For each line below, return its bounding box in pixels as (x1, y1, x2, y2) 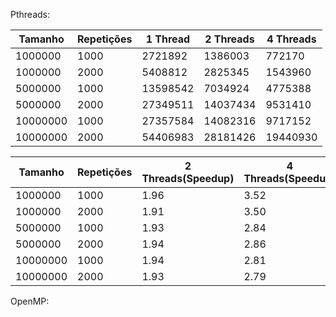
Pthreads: (10, 9, 50, 20)
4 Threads (266, 32, 317, 46)
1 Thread (145, 32, 191, 46)
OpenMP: (10, 295, 50, 307)
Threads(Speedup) (141, 172, 235, 185)
